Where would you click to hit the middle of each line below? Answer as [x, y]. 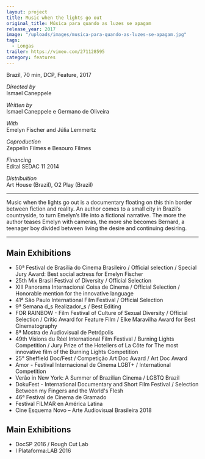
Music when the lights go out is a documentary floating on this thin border [99, 202]
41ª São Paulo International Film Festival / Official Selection [89, 300]
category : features [31, 57]
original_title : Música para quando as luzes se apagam [79, 23]
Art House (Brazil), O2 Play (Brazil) [50, 184]
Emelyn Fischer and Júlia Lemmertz [51, 129]
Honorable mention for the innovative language [74, 294]
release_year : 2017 [31, 29]
